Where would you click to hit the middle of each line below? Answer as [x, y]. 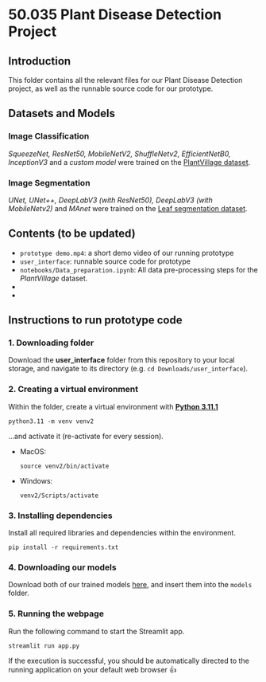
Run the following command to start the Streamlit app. [96, 631]
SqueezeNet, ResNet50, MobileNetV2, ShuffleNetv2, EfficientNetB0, [120, 154]
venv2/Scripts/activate [59, 496]
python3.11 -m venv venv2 [51, 421]
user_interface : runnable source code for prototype [105, 261]
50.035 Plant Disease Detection [115, 15]
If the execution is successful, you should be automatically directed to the [129, 660]
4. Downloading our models [62, 567]
